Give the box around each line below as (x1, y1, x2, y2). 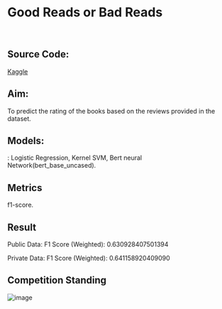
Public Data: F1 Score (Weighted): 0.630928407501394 (7, 240, 169, 249)
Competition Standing (7, 274, 107, 286)
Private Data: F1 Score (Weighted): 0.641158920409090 (7, 254, 170, 262)
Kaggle (7, 67, 28, 75)
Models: (7, 134, 45, 146)
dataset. (7, 114, 32, 123)
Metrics (7, 182, 43, 194)
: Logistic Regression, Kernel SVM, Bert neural (7, 153, 143, 162)
